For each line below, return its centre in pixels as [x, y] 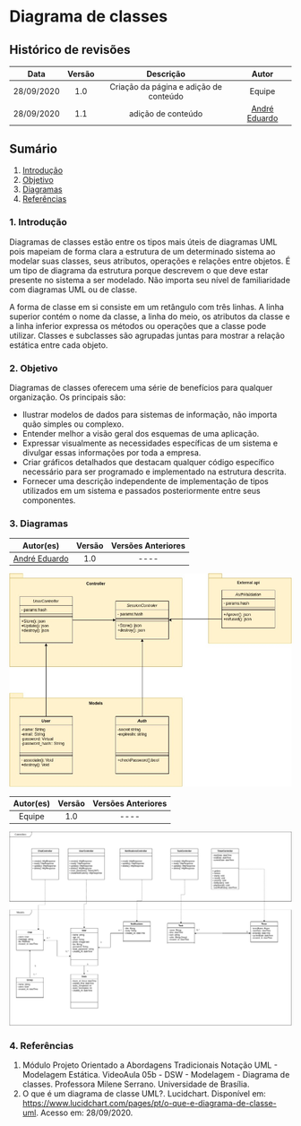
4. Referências [42, 1045]
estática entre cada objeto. [59, 345]
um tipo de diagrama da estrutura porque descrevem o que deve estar [139, 270]
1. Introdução [38, 222]
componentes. [49, 500]
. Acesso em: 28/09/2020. [84, 1113]
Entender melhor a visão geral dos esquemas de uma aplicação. [141, 433]
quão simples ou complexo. [73, 424]
